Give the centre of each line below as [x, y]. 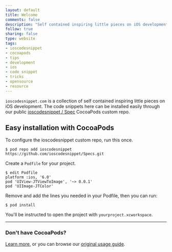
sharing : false [21, 34]
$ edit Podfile [21, 173]
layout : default [23, 10]
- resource [17, 86]
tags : [11, 44]
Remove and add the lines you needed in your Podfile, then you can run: [81, 196]
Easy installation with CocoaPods [60, 128]
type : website [20, 39]
